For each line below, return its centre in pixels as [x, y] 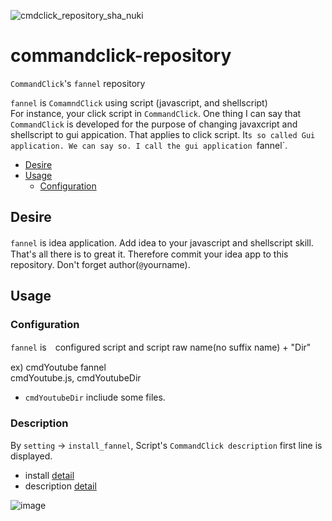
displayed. [31, 456]
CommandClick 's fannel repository [78, 83]
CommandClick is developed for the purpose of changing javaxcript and [154, 124]
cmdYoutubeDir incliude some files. [95, 397]
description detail [60, 486]
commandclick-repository [121, 56]
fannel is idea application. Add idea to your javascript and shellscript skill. [162, 242]
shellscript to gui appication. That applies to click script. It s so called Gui [163, 134]
